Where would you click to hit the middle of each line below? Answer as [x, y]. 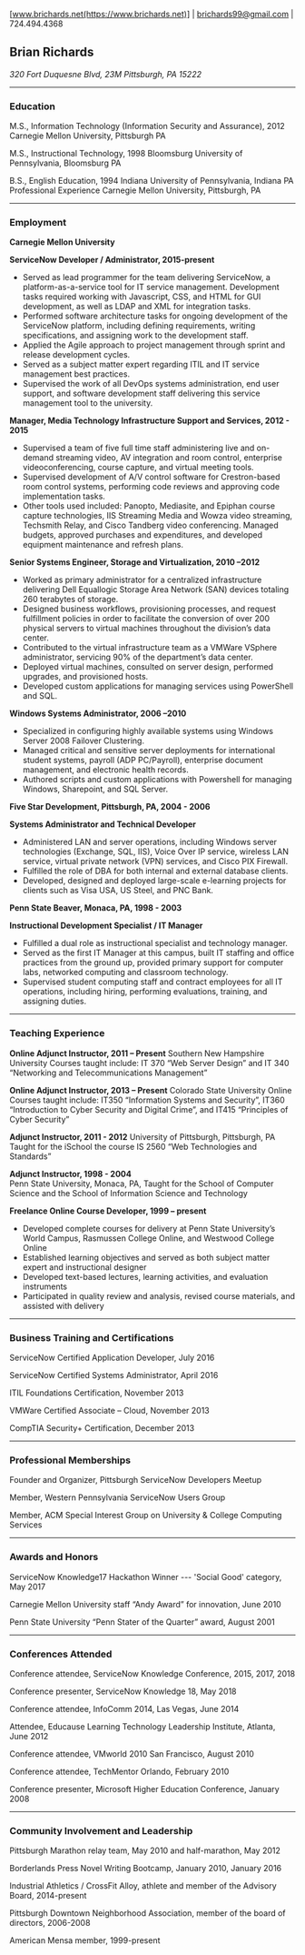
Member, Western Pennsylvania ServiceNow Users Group [118, 1497]
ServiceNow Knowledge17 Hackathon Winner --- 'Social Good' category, [146, 1577]
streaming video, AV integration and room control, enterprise [169, 458]
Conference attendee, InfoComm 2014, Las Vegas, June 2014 [124, 1708]
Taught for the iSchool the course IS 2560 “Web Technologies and [133, 1146]
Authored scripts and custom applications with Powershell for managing [157, 780]
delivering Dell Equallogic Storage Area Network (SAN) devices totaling [156, 590]
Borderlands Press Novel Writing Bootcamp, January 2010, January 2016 [146, 1869]
